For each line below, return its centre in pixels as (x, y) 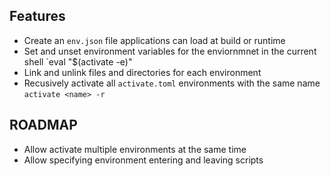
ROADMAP (43, 125)
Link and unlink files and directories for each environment (142, 72)
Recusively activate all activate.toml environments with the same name (172, 83)
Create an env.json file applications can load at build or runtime (154, 40)
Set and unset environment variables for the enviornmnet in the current (170, 51)
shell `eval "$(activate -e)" (78, 61)
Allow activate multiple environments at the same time (135, 149)
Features (37, 16)
